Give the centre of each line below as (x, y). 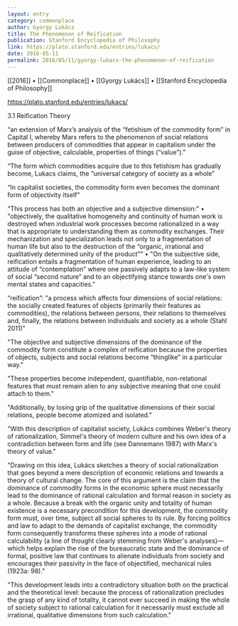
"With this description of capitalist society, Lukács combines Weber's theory (119, 428)
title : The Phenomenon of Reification (65, 34)
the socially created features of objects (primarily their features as (104, 305)
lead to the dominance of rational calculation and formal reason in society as (119, 495)
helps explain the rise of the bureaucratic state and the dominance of (128, 548)
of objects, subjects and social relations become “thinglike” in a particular (115, 357)
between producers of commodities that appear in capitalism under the (112, 144)
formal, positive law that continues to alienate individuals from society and (116, 556)
